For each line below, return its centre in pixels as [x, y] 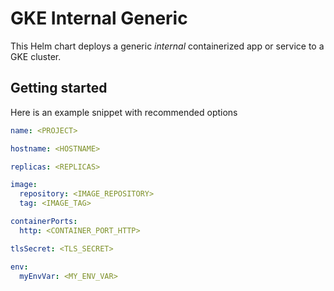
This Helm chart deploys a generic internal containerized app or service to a [167, 46]
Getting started [59, 88]
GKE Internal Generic [99, 18]
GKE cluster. [36, 56]
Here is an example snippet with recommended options [124, 112]
